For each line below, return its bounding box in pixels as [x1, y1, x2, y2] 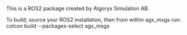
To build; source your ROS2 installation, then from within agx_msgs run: [6, 16, 182, 23]
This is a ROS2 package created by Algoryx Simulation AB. [6, 5, 150, 12]
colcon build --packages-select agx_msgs [6, 23, 110, 29]
